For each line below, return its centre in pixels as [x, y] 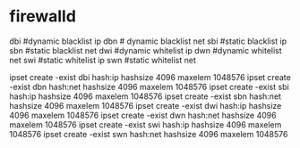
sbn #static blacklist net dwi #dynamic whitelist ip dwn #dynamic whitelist [146, 50]
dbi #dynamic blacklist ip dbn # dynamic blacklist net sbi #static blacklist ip [148, 41]
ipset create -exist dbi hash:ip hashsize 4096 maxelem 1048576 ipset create [150, 77]
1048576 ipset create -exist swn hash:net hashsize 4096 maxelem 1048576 [149, 134]
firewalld [43, 16]
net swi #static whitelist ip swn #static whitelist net [103, 60]
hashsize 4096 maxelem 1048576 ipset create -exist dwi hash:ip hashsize [146, 105]
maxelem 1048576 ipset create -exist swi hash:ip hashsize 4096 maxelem [146, 124]
